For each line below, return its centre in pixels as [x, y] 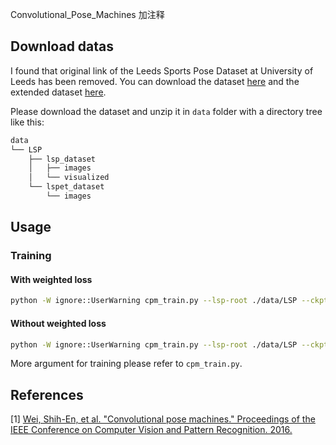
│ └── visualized [69, 178]
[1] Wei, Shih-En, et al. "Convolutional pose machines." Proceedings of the [163, 419]
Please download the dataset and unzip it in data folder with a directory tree [166, 111]
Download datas [62, 46]
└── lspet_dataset [66, 187]
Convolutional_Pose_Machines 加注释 [87, 14]
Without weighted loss [58, 323]
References [47, 394]
